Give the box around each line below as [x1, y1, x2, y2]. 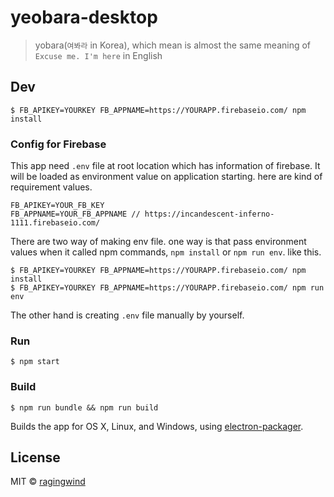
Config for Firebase [10, 137, 107, 151]
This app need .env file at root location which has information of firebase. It [10, 160, 321, 172]
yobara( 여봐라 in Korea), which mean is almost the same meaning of [34, 39, 312, 51]
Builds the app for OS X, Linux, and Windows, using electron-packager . [10, 420, 304, 432]
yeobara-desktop [10, 6, 158, 29]
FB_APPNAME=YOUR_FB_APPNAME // [10, 209, 141, 220]
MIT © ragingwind [10, 476, 86, 488]
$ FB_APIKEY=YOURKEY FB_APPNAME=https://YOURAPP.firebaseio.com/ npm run [10, 283, 325, 293]
